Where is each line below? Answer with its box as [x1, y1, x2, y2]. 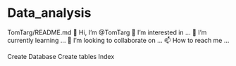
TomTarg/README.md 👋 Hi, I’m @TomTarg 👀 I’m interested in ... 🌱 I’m [7, 28, 207, 37]
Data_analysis [7, 5, 92, 21]
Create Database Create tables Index [7, 52, 115, 60]
